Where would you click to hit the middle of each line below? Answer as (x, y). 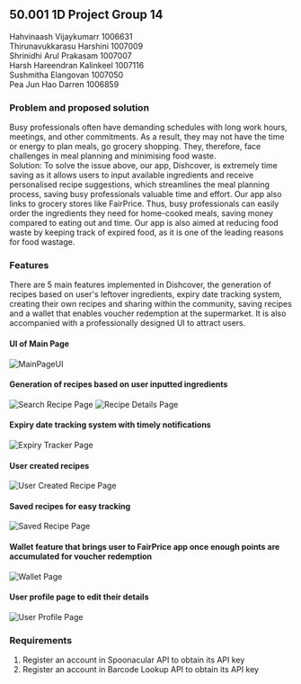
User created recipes (49, 465)
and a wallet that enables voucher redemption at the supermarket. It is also (148, 313)
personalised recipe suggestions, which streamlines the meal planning (140, 184)
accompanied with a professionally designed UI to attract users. (128, 323)
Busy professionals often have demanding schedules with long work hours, (148, 127)
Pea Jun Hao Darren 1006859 (64, 84)
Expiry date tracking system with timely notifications (110, 425)
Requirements (41, 640)
